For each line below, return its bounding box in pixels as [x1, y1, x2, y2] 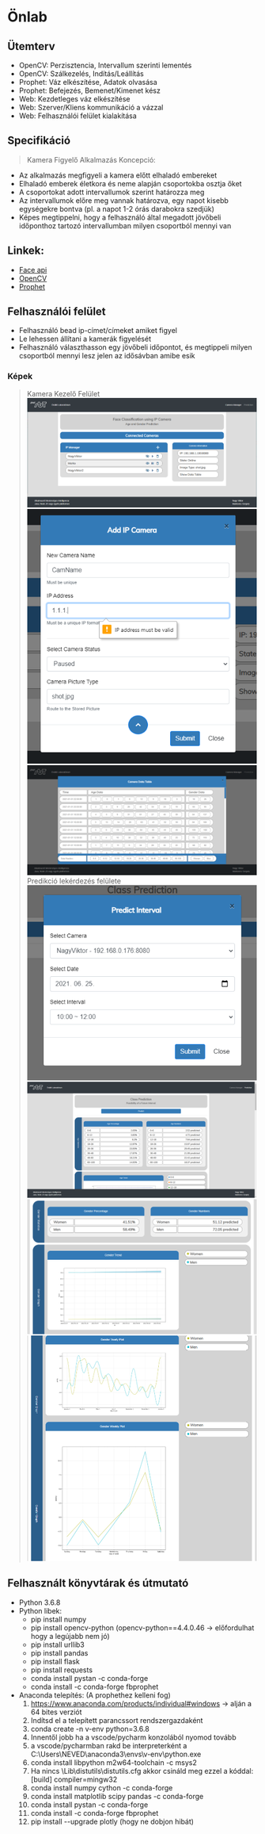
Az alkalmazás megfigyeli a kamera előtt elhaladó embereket [18, 170, 218, 180]
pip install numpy [30, 1614, 87, 1624]
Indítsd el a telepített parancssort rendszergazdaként [30, 1715, 203, 1725]
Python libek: [18, 1606, 62, 1615]
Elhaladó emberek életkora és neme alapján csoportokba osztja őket [18, 178, 242, 188]
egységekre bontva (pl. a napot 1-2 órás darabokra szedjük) [18, 204, 215, 213]
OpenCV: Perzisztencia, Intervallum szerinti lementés [18, 60, 192, 70]
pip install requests [30, 1665, 93, 1675]
